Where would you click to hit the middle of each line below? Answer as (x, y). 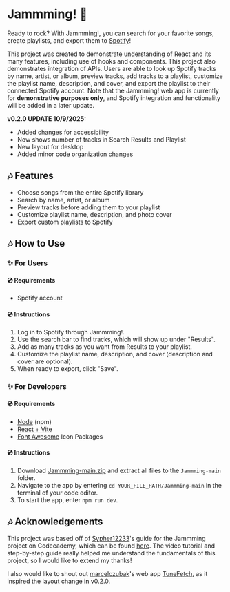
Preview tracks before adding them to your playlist (88, 207)
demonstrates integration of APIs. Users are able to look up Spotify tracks (112, 68)
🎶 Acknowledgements (55, 522)
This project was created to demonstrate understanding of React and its (109, 54)
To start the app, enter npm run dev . (67, 499)
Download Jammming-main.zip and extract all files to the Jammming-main (119, 470)
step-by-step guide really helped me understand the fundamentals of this (111, 553)
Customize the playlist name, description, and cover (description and (115, 354)
